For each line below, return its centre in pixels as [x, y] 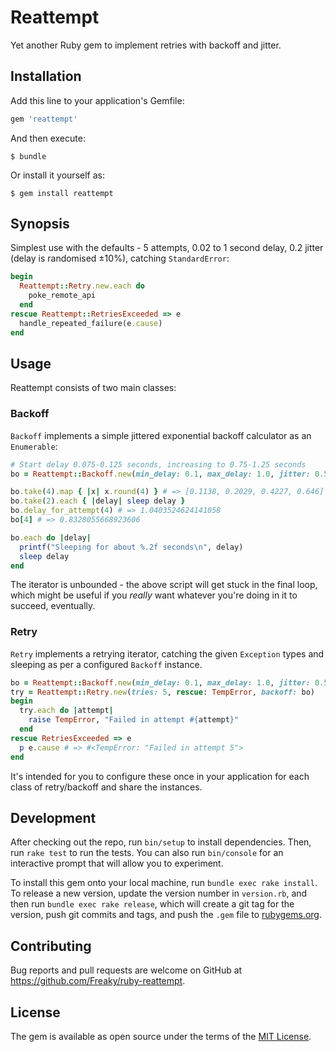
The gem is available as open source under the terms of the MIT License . [161, 1037]
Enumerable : [34, 446]
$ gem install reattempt [62, 193]
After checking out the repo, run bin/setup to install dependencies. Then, [161, 842]
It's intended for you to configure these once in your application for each [160, 776]
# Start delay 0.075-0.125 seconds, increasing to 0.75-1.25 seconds [158, 464]
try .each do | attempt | [66, 711]
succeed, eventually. [53, 606]
